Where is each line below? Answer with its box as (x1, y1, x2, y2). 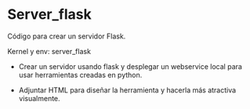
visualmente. (18, 93, 60, 103)
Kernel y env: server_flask (7, 46, 92, 56)
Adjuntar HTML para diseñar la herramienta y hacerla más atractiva (18, 85, 237, 95)
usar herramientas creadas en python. (18, 70, 143, 79)
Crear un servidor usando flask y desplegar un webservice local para (18, 61, 242, 71)
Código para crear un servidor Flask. (7, 31, 126, 41)
